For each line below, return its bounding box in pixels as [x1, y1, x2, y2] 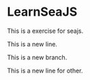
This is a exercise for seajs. [7, 27, 84, 35]
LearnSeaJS [7, 4, 78, 20]
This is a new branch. [7, 53, 67, 62]
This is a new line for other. [7, 66, 83, 75]
